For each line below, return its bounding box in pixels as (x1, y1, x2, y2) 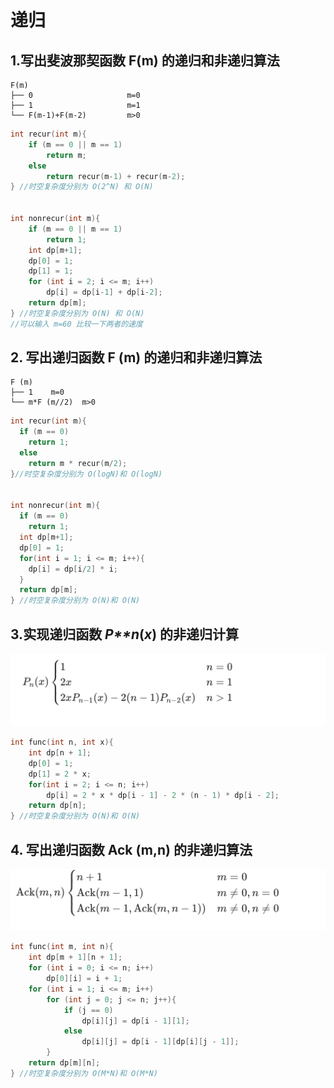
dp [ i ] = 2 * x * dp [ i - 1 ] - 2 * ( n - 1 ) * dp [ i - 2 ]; (46, 790, 280, 800)
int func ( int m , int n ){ (10, 942, 114, 952)
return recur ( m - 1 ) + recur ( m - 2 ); (46, 171, 186, 181)
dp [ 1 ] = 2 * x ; (28, 769, 92, 779)
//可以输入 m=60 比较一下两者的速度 (10, 319, 143, 329)
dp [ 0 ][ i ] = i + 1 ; (46, 974, 123, 984)
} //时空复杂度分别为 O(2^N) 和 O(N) (10, 182, 154, 192)
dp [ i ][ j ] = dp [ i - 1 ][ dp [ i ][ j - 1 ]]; (81, 1037, 240, 1047)
